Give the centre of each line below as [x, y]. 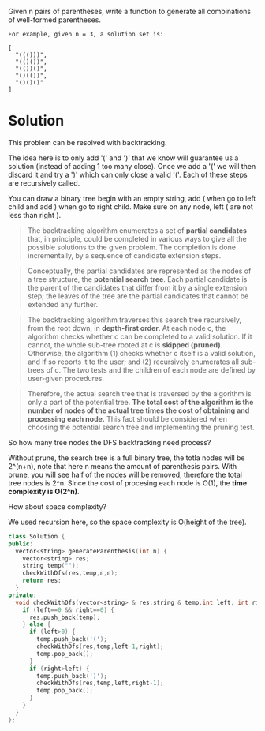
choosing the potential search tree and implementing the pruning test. [141, 427]
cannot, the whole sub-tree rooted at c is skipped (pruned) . [125, 345]
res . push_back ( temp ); [65, 617]
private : [22, 595]
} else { [37, 624]
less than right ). [35, 215]
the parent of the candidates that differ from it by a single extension [137, 287]
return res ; [42, 581]
